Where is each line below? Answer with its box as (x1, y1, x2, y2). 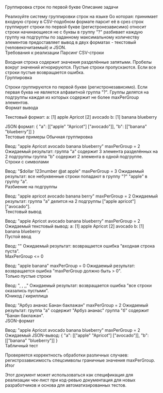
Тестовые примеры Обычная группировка (5, 134, 93, 140)
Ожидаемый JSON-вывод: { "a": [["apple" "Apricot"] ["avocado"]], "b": (5, 333, 149, 338)
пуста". (5, 248, 20, 254)
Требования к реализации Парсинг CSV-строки (5, 50, 104, 55)
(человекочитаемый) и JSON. (5, 45, 66, 50)
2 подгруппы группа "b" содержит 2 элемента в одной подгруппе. (5, 154, 143, 160)
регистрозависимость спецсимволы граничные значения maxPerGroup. (5, 357, 155, 363)
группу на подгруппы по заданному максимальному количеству (5, 34, 140, 40)
